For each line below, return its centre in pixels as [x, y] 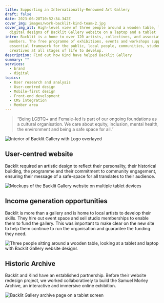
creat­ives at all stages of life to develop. [57, 50]
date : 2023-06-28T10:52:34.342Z [38, 19]
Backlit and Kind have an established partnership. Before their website [76, 275]
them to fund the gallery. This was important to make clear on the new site [80, 223]
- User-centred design [32, 87]
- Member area [24, 105]
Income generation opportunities [56, 201]
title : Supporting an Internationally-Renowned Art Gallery [68, 10]
